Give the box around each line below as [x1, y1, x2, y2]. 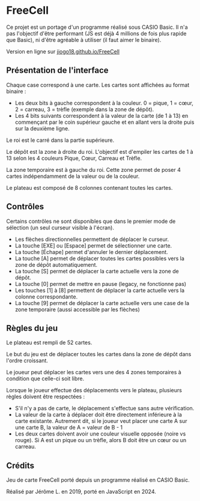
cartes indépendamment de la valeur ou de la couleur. [6, 172, 140, 180]
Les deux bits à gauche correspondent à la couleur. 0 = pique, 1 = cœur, [14, 99, 193, 106]
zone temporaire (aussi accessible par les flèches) [14, 306, 140, 313]
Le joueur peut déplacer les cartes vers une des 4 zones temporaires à [6, 369, 181, 376]
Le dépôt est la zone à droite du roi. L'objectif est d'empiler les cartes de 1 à [6, 148, 193, 155]
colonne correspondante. [14, 293, 78, 300]
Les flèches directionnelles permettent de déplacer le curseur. [14, 235, 169, 243]
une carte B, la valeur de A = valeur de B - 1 [14, 424, 123, 431]
